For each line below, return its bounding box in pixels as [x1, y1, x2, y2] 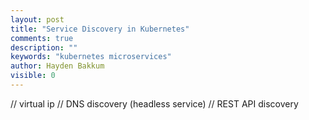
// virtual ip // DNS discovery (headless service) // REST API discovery [10, 97, 299, 110]
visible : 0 [10, 71, 56, 81]
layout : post [10, 14, 65, 25]
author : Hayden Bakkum [10, 61, 105, 71]
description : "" [10, 42, 78, 53]
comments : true [10, 33, 74, 43]
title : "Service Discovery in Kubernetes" [10, 24, 190, 34]
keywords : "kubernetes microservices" [10, 52, 172, 62]
